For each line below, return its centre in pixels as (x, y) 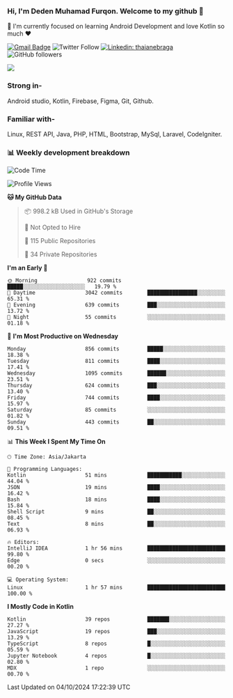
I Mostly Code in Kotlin (41, 607)
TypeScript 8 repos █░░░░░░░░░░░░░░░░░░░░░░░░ (116, 644)
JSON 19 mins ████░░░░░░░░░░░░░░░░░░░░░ (116, 488)
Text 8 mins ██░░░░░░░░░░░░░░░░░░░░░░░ (116, 524)
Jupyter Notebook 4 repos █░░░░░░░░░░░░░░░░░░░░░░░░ (116, 656)
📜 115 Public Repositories (60, 241)
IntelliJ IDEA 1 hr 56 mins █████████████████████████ (116, 549)
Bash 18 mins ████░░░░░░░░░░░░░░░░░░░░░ (116, 500)
